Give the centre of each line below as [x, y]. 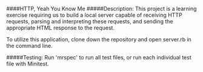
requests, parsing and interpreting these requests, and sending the [90, 21]
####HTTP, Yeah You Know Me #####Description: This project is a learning [101, 9]
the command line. [29, 46]
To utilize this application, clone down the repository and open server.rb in [99, 39]
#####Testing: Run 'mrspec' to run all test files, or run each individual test [99, 57]
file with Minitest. [28, 64]
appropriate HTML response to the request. [61, 28]
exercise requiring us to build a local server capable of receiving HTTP [95, 15]
